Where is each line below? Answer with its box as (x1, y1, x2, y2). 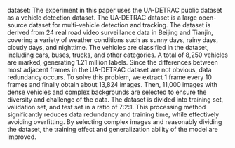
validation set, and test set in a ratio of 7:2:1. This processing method (7, 103, 206, 111)
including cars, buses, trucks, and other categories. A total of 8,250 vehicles (7, 51, 228, 59)
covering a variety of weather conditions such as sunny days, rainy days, (7, 36, 219, 44)
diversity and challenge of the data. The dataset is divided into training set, (7, 95, 224, 104)
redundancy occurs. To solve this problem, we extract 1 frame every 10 (7, 73, 213, 81)
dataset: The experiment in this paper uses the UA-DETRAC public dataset (7, 6, 222, 14)
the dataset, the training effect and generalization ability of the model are (7, 126, 219, 133)
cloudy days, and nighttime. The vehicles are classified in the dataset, (7, 43, 209, 51)
